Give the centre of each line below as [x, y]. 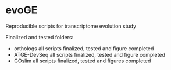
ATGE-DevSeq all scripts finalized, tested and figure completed [89, 54]
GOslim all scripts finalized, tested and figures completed [82, 61]
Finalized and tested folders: [40, 37]
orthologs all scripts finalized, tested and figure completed [84, 48]
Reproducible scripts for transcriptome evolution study [71, 26]
